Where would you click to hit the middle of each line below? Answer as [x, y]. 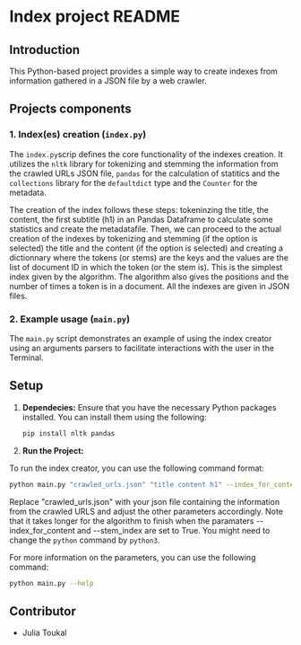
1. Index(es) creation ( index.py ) [78, 135]
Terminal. [26, 358]
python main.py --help [52, 583]
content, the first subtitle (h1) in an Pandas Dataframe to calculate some [141, 219]
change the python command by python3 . [85, 540]
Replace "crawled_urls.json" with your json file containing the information [145, 501]
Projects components [70, 109]
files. [18, 296]
